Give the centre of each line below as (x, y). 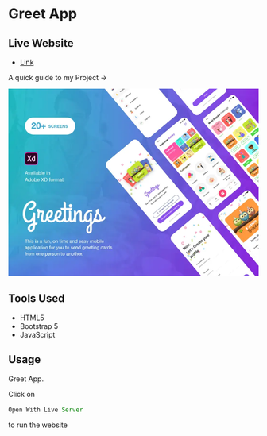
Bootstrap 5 (39, 326)
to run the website (38, 425)
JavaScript (37, 334)
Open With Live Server (46, 410)
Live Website (41, 43)
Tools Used (37, 299)
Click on (22, 394)
